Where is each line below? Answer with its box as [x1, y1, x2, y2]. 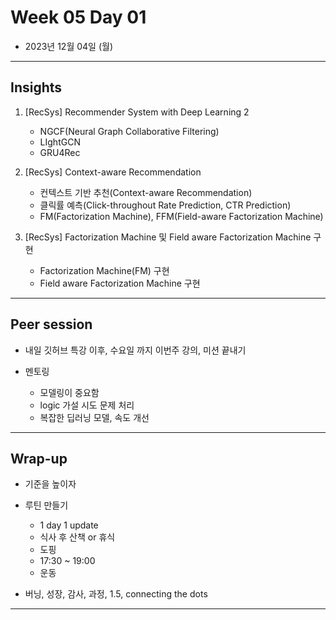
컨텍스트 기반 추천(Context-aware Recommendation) [39, 186, 253, 198]
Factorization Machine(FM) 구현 [39, 264, 170, 276]
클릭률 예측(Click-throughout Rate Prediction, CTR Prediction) [39, 199, 292, 211]
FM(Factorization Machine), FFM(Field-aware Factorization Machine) [39, 210, 324, 222]
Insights [10, 79, 63, 96]
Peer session [10, 316, 93, 333]
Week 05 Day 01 [10, 6, 147, 29]
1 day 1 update [39, 519, 99, 531]
